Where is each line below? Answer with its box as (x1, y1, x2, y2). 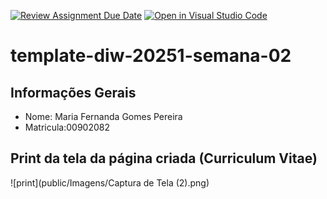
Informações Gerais (10, 84, 137, 101)
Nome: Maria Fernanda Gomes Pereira (24, 111, 183, 122)
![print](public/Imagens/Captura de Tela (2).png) (10, 176, 210, 189)
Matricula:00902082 (24, 121, 110, 133)
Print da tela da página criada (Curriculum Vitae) (10, 150, 318, 167)
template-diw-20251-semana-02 (10, 45, 292, 67)
